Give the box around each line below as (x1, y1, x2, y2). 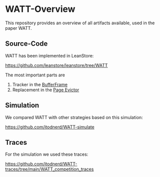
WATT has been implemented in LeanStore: (5, 53, 94, 59)
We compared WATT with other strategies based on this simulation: (5, 114, 143, 120)
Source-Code (5, 40, 48, 48)
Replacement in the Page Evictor (12, 87, 80, 93)
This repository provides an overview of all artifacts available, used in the (5, 20, 155, 26)
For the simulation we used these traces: (5, 151, 88, 157)
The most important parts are (5, 72, 66, 78)
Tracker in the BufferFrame (12, 81, 68, 87)
